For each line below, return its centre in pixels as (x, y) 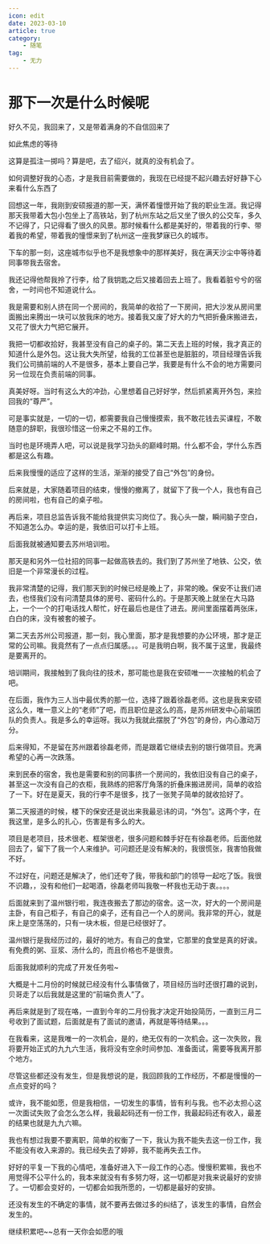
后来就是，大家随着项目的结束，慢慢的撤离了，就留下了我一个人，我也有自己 (135, 489)
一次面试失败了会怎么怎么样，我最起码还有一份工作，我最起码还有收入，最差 (135, 1113)
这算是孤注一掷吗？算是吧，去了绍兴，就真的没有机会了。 (103, 161)
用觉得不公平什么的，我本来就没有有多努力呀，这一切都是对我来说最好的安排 (135, 1177)
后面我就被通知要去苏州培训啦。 (61, 544)
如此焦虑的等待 (33, 144)
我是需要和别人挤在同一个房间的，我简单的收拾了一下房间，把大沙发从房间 (131, 306)
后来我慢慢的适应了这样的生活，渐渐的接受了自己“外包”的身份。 (114, 472)
